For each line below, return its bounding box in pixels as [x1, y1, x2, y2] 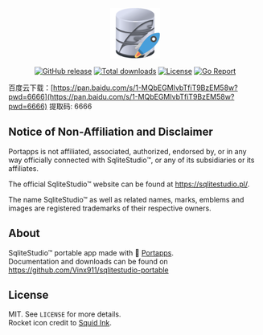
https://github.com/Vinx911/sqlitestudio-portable [8, 265, 169, 275]
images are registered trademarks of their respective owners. [8, 203, 212, 213]
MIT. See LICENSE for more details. [8, 309, 121, 319]
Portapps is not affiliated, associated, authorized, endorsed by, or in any [8, 146, 247, 156]
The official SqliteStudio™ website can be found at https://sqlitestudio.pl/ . [8, 179, 250, 189]
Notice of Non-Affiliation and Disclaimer [8, 125, 213, 139]
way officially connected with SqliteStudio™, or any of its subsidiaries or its [8, 155, 255, 165]
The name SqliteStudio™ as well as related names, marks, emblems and [8, 194, 245, 204]
